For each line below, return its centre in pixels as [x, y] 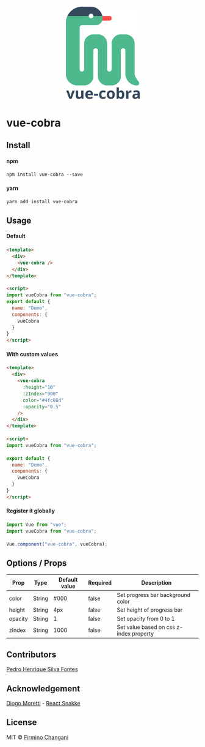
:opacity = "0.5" [42, 407]
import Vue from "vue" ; [37, 524]
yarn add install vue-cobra [42, 202]
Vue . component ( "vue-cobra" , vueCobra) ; [57, 544]
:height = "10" [39, 388]
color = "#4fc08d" [43, 400]
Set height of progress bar [150, 610]
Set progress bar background [154, 595]
